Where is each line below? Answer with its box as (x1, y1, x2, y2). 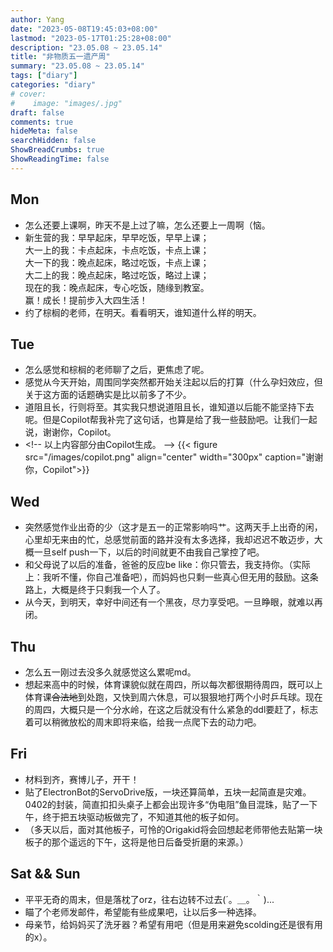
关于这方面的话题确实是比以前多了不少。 (24, 389, 192, 401)
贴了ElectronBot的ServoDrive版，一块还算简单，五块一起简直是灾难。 (24, 786, 312, 798)
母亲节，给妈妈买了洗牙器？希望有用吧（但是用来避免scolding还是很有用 (24, 918, 323, 930)
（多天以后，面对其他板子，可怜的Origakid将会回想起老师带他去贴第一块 (24, 823, 323, 835)
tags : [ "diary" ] (10, 71, 78, 81)
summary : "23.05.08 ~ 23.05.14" (10, 61, 145, 71)
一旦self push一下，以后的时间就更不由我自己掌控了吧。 (33, 546, 265, 558)
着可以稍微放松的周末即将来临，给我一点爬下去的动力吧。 (24, 716, 262, 728)
